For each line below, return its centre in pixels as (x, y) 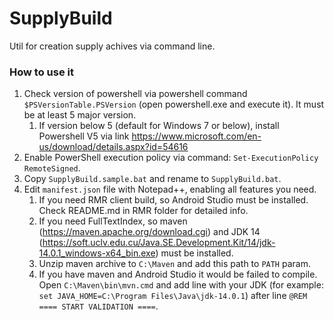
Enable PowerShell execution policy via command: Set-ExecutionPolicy (171, 158)
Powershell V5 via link (84, 136)
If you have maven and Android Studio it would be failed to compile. (178, 274)
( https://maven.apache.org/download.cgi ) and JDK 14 (149, 232)
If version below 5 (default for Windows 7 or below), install (159, 126)
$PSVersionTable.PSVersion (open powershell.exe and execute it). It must (174, 104)
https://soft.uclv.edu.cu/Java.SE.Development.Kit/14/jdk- (159, 243)
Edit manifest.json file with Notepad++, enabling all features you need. (170, 189)
